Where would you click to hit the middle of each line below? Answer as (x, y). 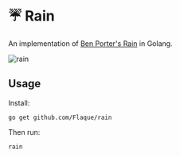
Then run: (24, 132)
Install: (19, 103)
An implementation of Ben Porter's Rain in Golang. (90, 43)
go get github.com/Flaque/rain (60, 117)
